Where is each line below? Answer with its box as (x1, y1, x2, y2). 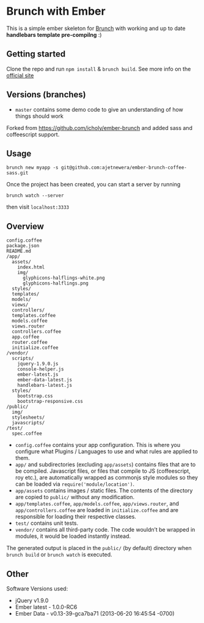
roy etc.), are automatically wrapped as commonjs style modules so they (15, 474, 199, 481)
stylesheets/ (12, 415, 45, 421)
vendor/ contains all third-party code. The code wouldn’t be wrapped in (15, 526, 195, 533)
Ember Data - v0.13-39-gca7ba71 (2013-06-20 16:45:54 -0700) (15, 610, 175, 617)
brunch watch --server (6, 193, 64, 199)
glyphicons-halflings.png (22, 280, 89, 286)
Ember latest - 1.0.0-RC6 (15, 603, 78, 611)
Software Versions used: (6, 585, 68, 592)
